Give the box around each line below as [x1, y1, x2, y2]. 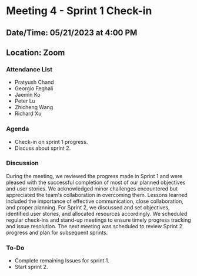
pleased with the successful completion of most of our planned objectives [6, 179, 186, 186]
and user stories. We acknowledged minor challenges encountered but [6, 185, 178, 192]
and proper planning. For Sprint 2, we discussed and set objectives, [6, 203, 170, 211]
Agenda [6, 125, 29, 133]
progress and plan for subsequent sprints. [6, 229, 108, 236]
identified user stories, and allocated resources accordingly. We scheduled [6, 210, 188, 217]
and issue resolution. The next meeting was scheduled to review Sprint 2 [6, 222, 183, 229]
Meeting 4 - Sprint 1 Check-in [6, 4, 152, 18]
